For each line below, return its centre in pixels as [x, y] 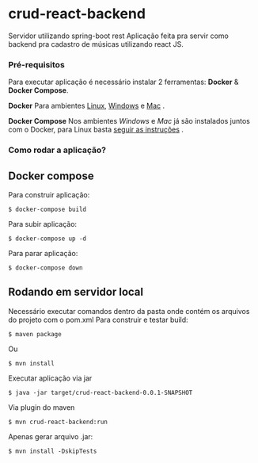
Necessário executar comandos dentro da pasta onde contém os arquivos [129, 311]
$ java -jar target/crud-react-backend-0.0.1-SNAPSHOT [101, 392]
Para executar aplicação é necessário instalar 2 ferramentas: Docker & [123, 82]
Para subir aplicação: [43, 224]
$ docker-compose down [46, 268]
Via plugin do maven [42, 407]
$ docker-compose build [47, 209]
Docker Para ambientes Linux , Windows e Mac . [87, 106]
